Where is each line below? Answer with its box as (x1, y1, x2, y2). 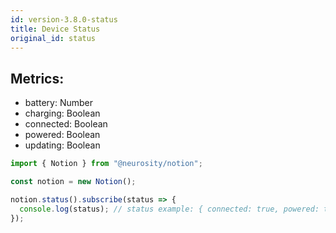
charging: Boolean (24, 107, 101, 120)
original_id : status (10, 33, 97, 43)
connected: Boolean (24, 118, 108, 130)
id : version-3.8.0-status (10, 14, 118, 25)
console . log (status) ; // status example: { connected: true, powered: (19, 204, 320, 214)
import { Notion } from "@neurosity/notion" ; (10, 159, 203, 169)
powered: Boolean (24, 129, 101, 141)
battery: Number (24, 97, 93, 109)
